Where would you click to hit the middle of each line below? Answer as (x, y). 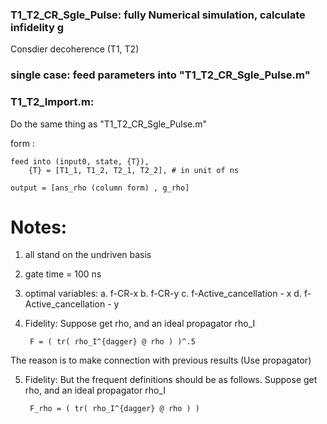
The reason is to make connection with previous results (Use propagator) (161, 360)
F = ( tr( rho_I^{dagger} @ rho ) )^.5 (112, 342)
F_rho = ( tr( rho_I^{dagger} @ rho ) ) (115, 409)
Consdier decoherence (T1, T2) (75, 49)
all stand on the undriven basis (88, 255)
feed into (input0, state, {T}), (80, 161)
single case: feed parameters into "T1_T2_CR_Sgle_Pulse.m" (160, 75)
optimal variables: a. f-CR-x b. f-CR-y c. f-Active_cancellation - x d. (163, 294)
